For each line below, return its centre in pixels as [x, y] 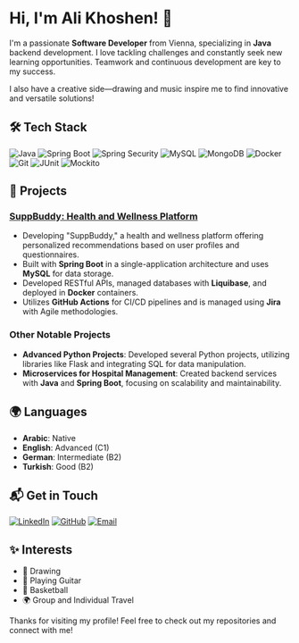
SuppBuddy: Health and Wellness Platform [104, 216]
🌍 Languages [48, 412]
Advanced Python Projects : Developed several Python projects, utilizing [156, 354]
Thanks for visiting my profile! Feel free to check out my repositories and [143, 621]
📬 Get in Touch [54, 495]
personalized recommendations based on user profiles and [131, 246]
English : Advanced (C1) [66, 447]
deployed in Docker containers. [80, 293]
